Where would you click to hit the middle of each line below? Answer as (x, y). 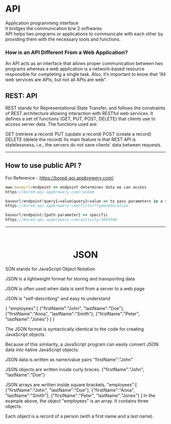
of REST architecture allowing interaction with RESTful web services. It (79, 114)
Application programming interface (42, 23)
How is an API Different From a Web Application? (67, 52)
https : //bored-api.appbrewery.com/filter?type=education (67, 206)
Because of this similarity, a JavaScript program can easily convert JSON (82, 345)
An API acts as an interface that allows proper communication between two (84, 64)
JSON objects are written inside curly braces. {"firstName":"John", (75, 370)
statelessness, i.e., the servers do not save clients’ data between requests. (83, 145)
